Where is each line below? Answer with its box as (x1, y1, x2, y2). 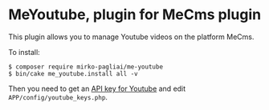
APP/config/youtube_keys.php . (8, 92, 108, 101)
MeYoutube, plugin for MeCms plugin (8, 6, 262, 24)
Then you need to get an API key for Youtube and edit (8, 84, 186, 93)
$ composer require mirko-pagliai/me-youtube (8, 62, 163, 71)
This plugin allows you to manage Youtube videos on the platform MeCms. (8, 32, 255, 41)
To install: (8, 47, 40, 57)
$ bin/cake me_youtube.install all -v (8, 69, 138, 77)
